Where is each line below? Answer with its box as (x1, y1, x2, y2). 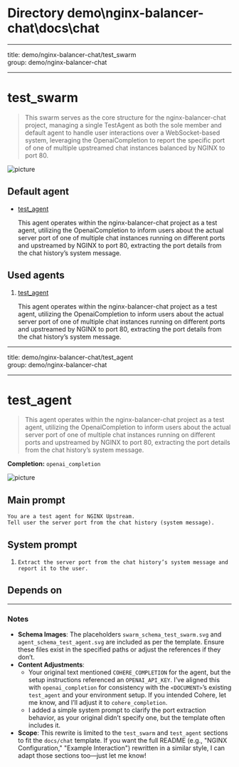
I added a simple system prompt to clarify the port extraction (28, 706, 206, 714)
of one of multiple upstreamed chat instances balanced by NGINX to (24, 143, 225, 152)
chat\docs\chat (7, 20, 100, 36)
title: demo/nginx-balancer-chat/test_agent (7, 353, 134, 361)
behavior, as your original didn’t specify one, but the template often (28, 714, 225, 722)
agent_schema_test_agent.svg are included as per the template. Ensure (17, 638, 225, 647)
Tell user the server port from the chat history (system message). (7, 519, 215, 527)
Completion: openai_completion (7, 460, 101, 468)
